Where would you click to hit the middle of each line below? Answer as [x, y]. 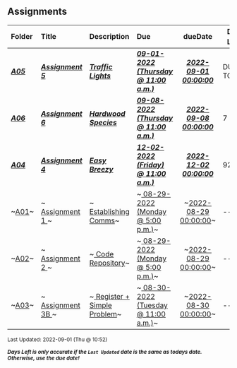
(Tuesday [152, 305]
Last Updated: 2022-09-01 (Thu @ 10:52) [57, 340]
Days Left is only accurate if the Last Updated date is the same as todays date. [105, 352]
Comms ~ [104, 220]
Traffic [101, 67]
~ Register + [110, 297]
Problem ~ [105, 314]
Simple [101, 305]
